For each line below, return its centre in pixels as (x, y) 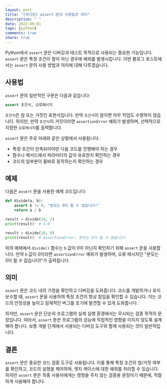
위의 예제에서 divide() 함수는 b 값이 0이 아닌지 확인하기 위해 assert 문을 (76, 247)
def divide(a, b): (24, 201)
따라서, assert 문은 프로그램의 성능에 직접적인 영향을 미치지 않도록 (88, 320)
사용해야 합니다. (30, 381)
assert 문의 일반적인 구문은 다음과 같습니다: (48, 95)
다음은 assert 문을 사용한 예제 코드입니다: (46, 191)
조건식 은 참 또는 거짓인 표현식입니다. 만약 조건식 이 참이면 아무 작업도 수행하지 (79, 115)
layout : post (19, 10)
